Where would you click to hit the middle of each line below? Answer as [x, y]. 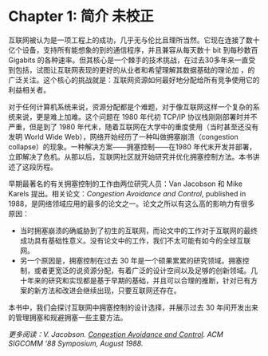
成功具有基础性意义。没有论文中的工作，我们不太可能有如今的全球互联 [135, 240]
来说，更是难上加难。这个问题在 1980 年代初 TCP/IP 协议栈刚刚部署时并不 [136, 117]
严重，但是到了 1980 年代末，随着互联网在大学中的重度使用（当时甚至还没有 [134, 127]
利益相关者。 [29, 89]
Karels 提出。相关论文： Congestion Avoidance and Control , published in [127, 193]
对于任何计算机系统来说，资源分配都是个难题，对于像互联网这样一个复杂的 [130, 107]
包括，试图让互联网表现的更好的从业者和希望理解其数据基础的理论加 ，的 [135, 69]
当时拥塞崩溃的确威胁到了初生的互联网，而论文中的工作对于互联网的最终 [138, 230]
